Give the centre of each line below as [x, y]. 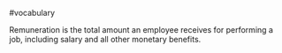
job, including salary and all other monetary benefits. [105, 39]
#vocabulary [32, 13]
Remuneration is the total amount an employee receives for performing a [141, 30]
